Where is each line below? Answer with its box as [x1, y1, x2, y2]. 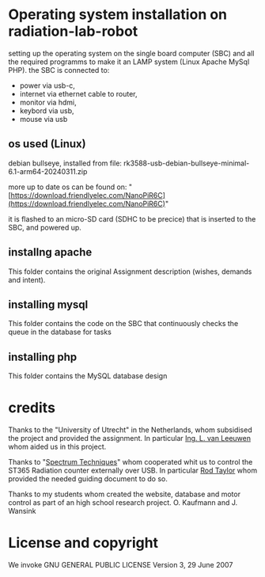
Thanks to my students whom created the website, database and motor [8, 489, 241, 499]
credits [8, 399, 55, 417]
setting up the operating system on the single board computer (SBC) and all [8, 48, 255, 58]
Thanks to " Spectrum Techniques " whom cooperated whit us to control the [8, 457, 253, 467]
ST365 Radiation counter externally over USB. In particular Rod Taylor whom [8, 465, 258, 476]
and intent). [8, 275, 46, 284]
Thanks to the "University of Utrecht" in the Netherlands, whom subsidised [8, 425, 252, 435]
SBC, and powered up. [8, 222, 81, 232]
